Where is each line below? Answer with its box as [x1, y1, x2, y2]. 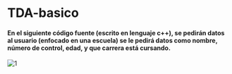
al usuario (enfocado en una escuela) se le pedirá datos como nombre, [7, 36, 218, 44]
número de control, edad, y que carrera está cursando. [7, 44, 171, 52]
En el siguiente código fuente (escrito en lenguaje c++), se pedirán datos [7, 28, 225, 37]
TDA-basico [7, 5, 79, 21]
